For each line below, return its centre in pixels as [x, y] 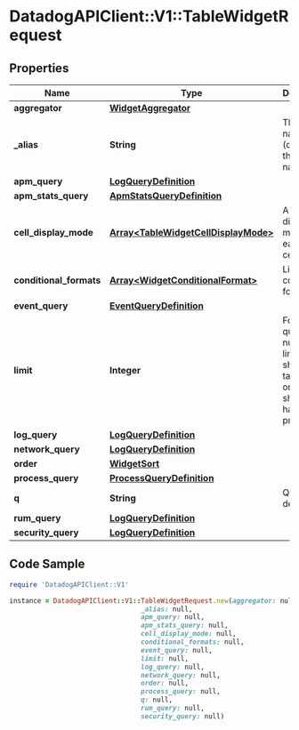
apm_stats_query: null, [185, 626]
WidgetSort [135, 464]
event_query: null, [177, 650]
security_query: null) [183, 716]
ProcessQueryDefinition [162, 478]
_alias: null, [167, 609]
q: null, [157, 700]
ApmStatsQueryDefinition [166, 196]
